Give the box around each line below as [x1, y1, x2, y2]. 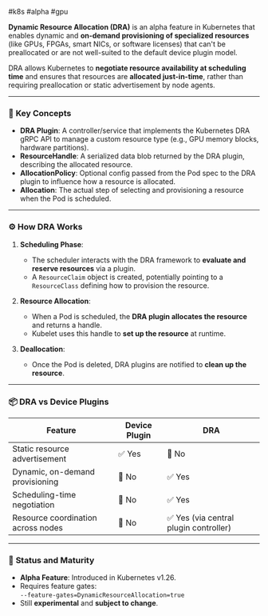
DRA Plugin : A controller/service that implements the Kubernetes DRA [19, 126, 250, 135]
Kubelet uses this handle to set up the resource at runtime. [31, 328, 226, 338]
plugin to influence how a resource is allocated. [19, 177, 176, 186]
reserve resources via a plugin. [31, 263, 136, 273]
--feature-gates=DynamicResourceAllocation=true [19, 591, 185, 599]
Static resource [12, 443, 69, 454]
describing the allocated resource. [19, 160, 133, 170]
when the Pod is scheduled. [19, 194, 112, 203]
